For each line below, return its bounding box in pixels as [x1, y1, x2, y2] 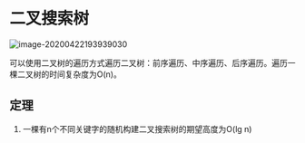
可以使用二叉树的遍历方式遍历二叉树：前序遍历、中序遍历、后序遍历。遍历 [9, 57, 288, 68]
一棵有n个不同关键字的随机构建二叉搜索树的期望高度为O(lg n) [22, 123, 252, 134]
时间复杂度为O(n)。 [48, 69, 123, 80]
